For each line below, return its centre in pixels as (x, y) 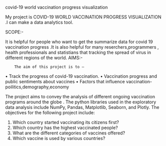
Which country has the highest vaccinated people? (65, 128)
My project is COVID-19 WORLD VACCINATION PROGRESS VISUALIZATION (84, 17)
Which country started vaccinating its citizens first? (66, 122)
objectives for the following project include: (50, 113)
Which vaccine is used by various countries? (59, 138)
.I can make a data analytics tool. (39, 22)
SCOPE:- (14, 32)
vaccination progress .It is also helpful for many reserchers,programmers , (82, 47)
